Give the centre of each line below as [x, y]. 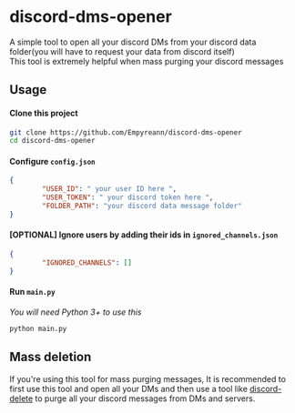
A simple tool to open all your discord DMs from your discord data [133, 42]
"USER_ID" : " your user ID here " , [110, 189]
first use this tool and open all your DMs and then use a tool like [129, 388]
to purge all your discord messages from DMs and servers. [145, 398]
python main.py [38, 328]
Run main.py [33, 292]
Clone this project [44, 113]
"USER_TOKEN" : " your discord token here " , [128, 197]
